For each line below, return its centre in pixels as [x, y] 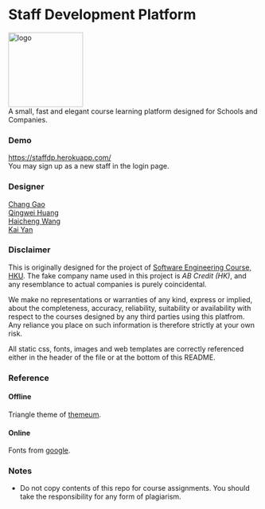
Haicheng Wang [35, 221]
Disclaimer [29, 250]
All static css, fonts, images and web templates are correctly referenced [126, 348]
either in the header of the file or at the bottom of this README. [112, 357]
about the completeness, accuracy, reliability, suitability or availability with [130, 308]
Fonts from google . [39, 450]
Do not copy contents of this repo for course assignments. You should [134, 488]
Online [19, 433]
